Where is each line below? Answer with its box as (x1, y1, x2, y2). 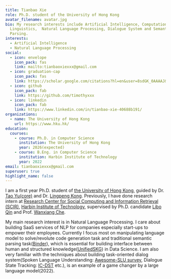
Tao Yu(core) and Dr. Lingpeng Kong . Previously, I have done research (5, 193, 153, 199)
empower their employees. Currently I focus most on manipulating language (5, 230, 164, 236)
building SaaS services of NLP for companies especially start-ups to (5, 224, 149, 231)
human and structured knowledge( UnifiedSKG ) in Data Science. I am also (5, 246, 159, 252)
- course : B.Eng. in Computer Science (14, 150, 97, 155)
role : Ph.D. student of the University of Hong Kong (5, 12, 120, 17)
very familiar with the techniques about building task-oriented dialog (5, 251, 149, 258)
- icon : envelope (10, 55, 47, 60)
